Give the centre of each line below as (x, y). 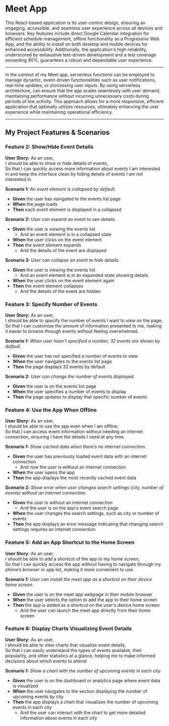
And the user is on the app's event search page (69, 508)
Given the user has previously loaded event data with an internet (79, 456)
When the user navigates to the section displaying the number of (80, 691)
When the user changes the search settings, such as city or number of (86, 513)
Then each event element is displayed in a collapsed (67, 209)
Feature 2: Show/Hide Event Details (50, 147)
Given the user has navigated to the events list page (66, 199)
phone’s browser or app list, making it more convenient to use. (70, 570)
